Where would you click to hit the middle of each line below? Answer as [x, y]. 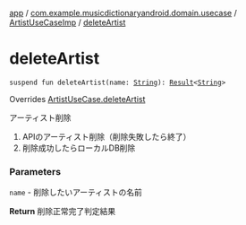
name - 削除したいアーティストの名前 [76, 193]
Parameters [35, 171]
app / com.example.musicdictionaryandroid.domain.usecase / [123, 13]
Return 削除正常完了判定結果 [63, 212]
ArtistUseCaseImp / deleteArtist [68, 22]
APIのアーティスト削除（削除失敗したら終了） [106, 136]
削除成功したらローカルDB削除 [79, 148]
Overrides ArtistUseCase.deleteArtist [77, 99]
